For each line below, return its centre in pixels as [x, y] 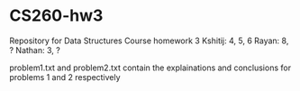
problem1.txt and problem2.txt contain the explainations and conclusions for [150, 68]
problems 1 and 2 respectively [65, 77]
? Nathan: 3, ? [35, 50]
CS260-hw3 [56, 16]
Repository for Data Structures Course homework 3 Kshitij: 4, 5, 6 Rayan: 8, [149, 41]
